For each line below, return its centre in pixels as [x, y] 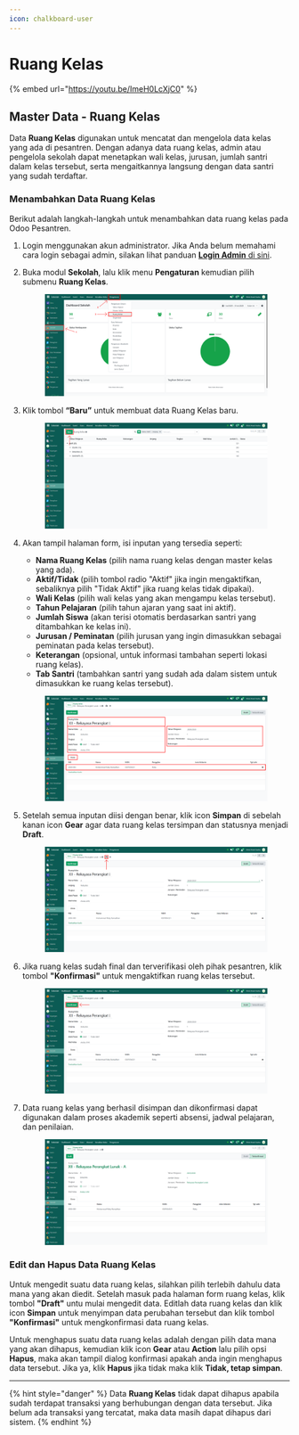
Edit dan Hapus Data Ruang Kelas [83, 1265]
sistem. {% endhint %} [50, 1422]
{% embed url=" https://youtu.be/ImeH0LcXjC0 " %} [103, 88]
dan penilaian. [48, 1127]
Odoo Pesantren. [40, 228]
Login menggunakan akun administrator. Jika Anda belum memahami [149, 245]
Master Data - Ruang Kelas [85, 116]
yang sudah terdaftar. [48, 176]
